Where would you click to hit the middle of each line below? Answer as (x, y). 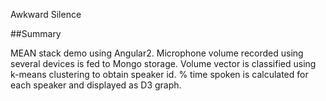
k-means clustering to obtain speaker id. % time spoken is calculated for (159, 74)
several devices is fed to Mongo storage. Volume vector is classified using (163, 63)
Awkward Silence (46, 14)
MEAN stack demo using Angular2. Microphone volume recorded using (157, 53)
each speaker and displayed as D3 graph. (96, 85)
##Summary (36, 33)
